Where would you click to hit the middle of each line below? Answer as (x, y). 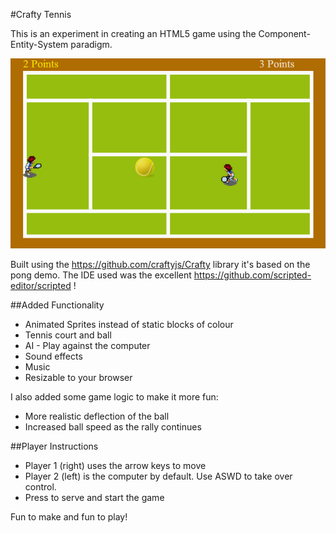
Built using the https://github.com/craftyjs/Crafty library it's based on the (160, 265)
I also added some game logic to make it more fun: (114, 397)
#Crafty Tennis (41, 14)
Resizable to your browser (78, 378)
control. (40, 487)
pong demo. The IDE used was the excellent (101, 275)
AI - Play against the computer (87, 346)
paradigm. (91, 44)
